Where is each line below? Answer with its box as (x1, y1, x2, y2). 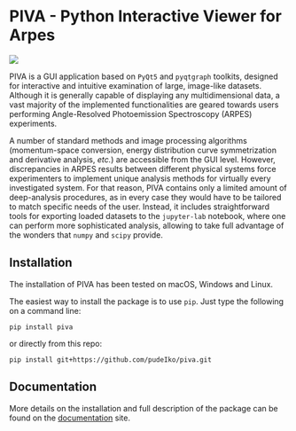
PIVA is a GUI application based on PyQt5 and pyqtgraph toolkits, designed (9, 71, 279, 82)
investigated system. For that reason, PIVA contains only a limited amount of (9, 182, 288, 192)
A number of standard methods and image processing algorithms (9, 135, 248, 145)
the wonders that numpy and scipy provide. (9, 229, 164, 240)
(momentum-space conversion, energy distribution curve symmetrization (9, 145, 277, 155)
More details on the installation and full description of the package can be (9, 403, 278, 413)
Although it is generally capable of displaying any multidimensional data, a (9, 90, 281, 100)
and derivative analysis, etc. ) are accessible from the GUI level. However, (9, 153, 277, 165)
